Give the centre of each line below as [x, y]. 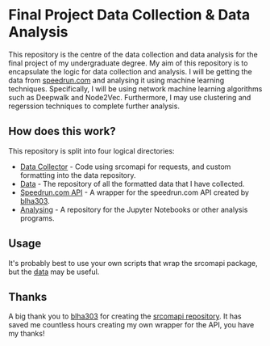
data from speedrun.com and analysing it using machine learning [116, 80]
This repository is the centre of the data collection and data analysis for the [133, 54]
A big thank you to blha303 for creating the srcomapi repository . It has [125, 316]
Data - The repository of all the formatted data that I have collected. [132, 184]
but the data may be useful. [54, 272]
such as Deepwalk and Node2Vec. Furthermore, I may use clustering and [130, 97]
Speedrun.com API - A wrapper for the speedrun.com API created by [135, 192]
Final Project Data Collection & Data [129, 15]
